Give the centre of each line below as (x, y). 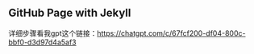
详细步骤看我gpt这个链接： (53, 33)
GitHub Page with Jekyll (70, 13)
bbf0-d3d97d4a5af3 (42, 42)
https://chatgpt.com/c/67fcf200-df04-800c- (171, 33)
